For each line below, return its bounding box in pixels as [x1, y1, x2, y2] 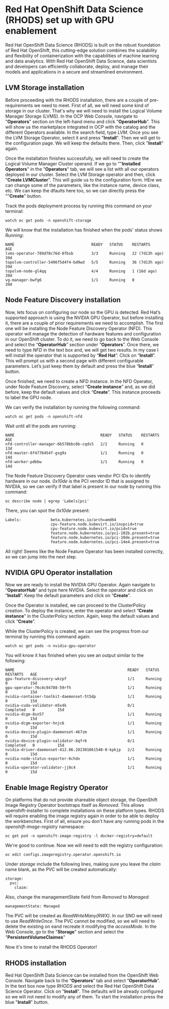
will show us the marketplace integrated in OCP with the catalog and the [5, 124, 156, 130]
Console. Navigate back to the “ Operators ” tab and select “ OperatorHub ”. [5, 978, 160, 984]
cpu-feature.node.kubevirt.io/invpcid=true [50, 521, 144, 527]
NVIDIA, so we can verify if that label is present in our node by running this [5, 483, 161, 490]
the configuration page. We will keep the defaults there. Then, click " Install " [5, 140, 163, 146]
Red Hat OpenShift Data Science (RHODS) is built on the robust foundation [5, 42, 161, 48]
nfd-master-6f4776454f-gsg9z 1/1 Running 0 [5, 450, 144, 456]
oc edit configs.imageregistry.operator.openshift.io [5, 852, 121, 857]
